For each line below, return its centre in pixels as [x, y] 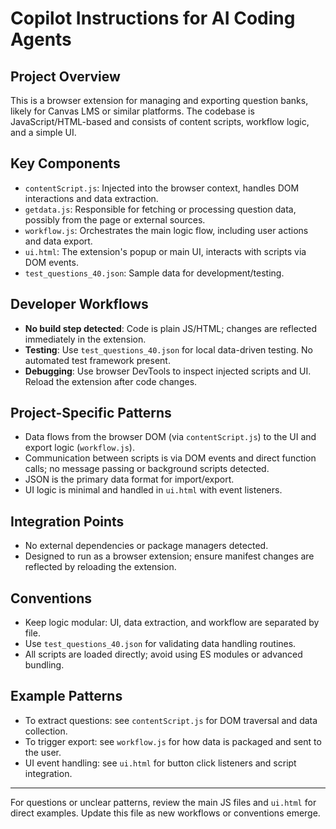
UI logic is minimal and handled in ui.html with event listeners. [153, 490]
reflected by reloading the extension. [100, 567]
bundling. [44, 665]
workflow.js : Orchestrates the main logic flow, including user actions [166, 230]
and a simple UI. [43, 132]
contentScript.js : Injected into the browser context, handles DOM [162, 188]
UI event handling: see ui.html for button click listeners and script [160, 763]
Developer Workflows [79, 304]
